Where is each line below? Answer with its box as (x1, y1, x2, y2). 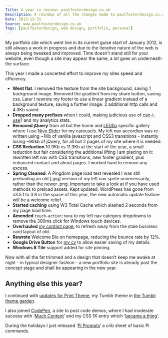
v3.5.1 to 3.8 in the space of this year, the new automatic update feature (12, 192, 160, 198)
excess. (12, 165, 28, 171)
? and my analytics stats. (19, 117, 71, 123)
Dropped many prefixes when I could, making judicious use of (12, 112, 141, 118)
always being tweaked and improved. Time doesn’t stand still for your (5, 50, 148, 56)
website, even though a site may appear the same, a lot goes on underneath (5, 55, 162, 61)
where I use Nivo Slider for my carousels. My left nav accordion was (12, 128, 153, 134)
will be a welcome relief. (12, 197, 62, 203)
